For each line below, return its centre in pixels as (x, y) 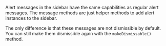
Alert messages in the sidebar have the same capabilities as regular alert (82, 7)
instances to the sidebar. (31, 18)
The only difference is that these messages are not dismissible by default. (83, 28)
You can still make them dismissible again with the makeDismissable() (78, 33)
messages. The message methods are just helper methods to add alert (80, 13)
